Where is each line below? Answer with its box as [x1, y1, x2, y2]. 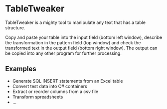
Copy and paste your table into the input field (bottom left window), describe [5, 34, 163, 40]
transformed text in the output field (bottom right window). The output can [5, 45, 158, 51]
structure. [5, 24, 25, 30]
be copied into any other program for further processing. [5, 50, 122, 56]
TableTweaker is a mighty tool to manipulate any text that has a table [5, 19, 146, 25]
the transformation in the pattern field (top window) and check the [5, 39, 141, 45]
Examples [5, 65, 36, 73]
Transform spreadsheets [12, 94, 63, 100]
